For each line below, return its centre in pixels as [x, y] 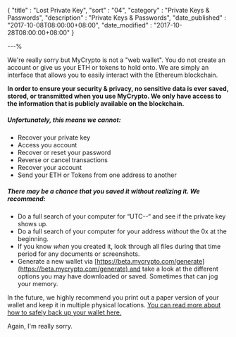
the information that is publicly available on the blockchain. [96, 104]
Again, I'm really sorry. [40, 326]
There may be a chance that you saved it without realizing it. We [104, 191]
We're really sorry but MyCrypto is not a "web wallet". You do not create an [116, 60]
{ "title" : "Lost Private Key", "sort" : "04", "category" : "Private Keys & [108, 10]
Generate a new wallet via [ [57, 261]
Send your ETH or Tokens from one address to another [97, 175]
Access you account [47, 145]
